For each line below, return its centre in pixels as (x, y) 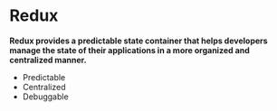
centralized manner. (48, 60)
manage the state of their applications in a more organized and (130, 50)
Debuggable (46, 97)
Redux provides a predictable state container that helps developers (139, 41)
